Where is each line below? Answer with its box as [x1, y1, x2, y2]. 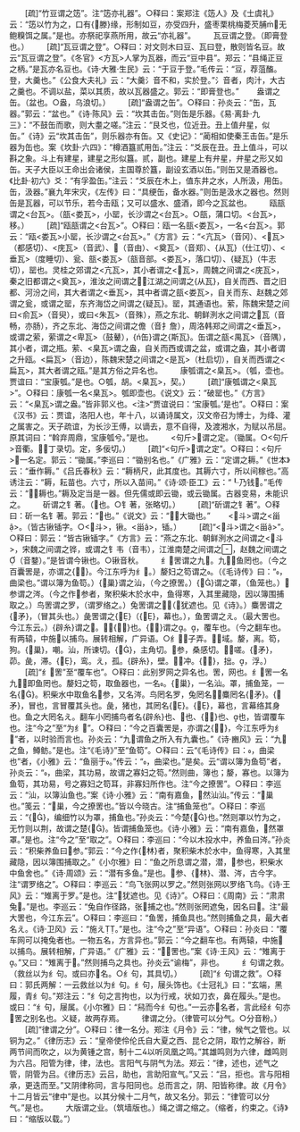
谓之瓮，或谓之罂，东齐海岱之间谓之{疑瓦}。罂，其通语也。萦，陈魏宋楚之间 [9, 298, 290, 308]
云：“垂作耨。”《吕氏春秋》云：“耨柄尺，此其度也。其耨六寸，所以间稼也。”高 [9, 465, 289, 476]
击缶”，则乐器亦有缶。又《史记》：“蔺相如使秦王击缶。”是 [74, 130, 281, 141]
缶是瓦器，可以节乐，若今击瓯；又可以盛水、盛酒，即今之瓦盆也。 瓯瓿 [9, 197, 286, 208]
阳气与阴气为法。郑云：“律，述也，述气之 [126, 1058, 279, 1068]
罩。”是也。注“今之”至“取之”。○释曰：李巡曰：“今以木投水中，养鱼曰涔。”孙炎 [9, 834, 291, 844]
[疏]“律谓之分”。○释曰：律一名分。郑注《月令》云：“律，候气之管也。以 [24, 1024, 291, 1035]
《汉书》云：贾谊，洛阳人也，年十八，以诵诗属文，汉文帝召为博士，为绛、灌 [9, 410, 291, 420]
